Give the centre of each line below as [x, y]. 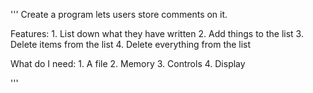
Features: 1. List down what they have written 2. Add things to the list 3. [157, 33]
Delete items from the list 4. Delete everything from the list [131, 44]
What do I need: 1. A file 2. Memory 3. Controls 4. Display [128, 63]
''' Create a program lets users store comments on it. [119, 14]
